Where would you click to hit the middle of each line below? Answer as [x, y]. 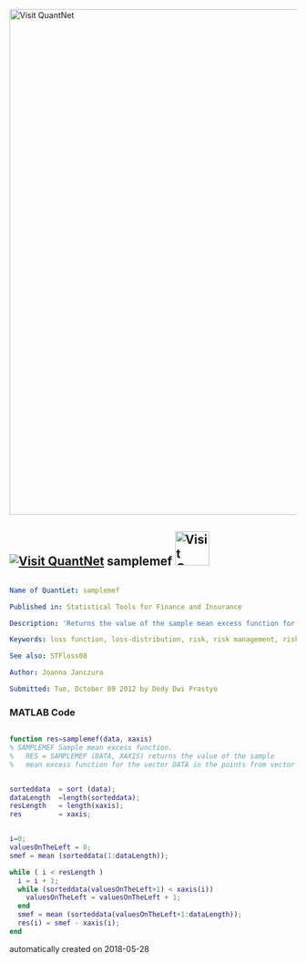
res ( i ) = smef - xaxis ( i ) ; [69, 923]
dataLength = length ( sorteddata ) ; [75, 797]
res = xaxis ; [51, 814]
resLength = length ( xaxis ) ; [67, 806]
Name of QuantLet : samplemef [65, 590]
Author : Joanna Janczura [56, 673]
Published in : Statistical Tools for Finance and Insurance [126, 607]
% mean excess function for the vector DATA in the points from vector [153, 764]
